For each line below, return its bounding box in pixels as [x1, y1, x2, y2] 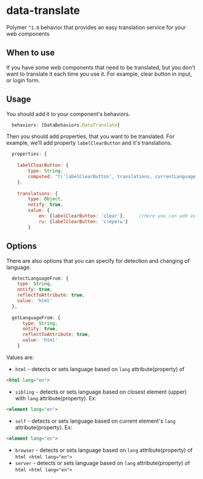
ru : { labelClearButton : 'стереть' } [38, 219, 129, 225]
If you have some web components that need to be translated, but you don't [6, 64, 195, 71]
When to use [6, 48, 56, 58]
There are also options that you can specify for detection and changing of [6, 257, 190, 264]
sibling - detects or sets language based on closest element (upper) [14, 388, 187, 395]
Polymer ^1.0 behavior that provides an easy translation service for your [6, 24, 186, 31]
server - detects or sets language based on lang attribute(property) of [14, 459, 190, 466]
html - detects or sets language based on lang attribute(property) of [14, 365, 185, 372]
